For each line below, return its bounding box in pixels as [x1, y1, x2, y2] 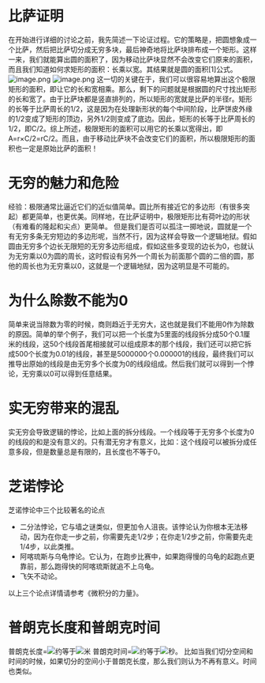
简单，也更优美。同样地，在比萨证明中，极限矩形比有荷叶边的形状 [35, 211, 250, 221]
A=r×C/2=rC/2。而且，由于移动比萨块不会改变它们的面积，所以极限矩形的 [8, 134, 248, 143]
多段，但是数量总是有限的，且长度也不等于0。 [14, 447, 165, 456]
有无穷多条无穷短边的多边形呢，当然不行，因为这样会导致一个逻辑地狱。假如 [8, 231, 257, 241]
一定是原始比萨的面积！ [21, 143, 99, 153]
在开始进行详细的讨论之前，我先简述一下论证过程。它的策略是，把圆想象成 [8, 35, 250, 44]
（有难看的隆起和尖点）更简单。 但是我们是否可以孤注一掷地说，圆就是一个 [8, 221, 252, 231]
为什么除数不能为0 [8, 292, 129, 310]
